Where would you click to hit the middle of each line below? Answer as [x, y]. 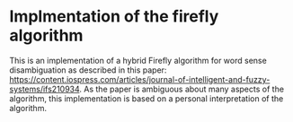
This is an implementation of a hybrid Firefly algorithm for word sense [138, 60]
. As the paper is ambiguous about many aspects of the [182, 89]
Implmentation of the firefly [114, 17]
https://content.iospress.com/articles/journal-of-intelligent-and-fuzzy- [140, 79]
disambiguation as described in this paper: [88, 70]
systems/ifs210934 [44, 89]
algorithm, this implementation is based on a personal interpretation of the [146, 98]
